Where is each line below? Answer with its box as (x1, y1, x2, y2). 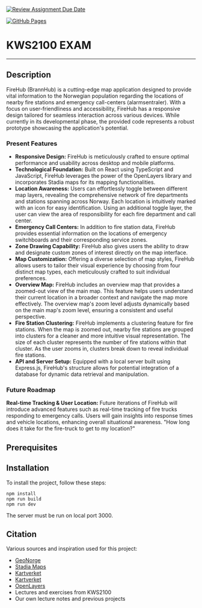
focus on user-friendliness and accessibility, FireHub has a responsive (6, 105, 180, 112)
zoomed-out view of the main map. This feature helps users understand (14, 287, 194, 295)
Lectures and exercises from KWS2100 (14, 589, 112, 596)
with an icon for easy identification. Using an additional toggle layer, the (14, 204, 192, 212)
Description (6, 70, 51, 80)
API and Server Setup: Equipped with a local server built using (14, 358, 171, 365)
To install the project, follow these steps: (6, 479, 106, 486)
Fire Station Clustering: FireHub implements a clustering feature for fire (14, 319, 194, 327)
